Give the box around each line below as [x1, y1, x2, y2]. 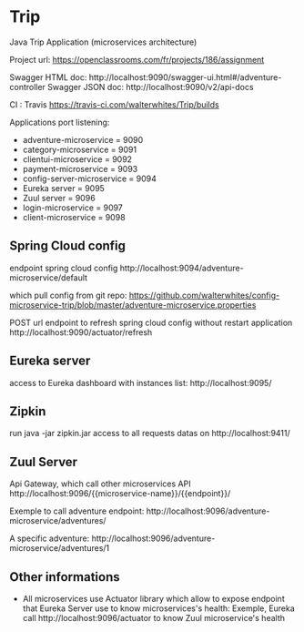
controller [9, 81, 46, 92]
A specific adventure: [9, 533, 90, 544]
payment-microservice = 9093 [22, 163, 138, 174]
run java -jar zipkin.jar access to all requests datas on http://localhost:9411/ [9, 428, 291, 439]
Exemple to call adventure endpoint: [9, 505, 145, 516]
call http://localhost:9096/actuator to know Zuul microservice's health [22, 613, 285, 623]
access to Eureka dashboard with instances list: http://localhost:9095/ [9, 377, 272, 388]
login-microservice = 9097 [22, 202, 123, 213]
